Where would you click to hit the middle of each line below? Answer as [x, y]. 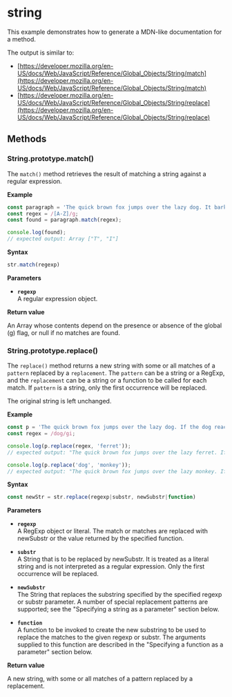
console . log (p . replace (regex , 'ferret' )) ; [69, 446]
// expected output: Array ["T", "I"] [63, 239]
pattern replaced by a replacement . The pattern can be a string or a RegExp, [116, 373]
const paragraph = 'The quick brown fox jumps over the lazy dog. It [109, 207]
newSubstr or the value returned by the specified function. [100, 538]
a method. [22, 39]
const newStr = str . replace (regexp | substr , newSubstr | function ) [101, 497]
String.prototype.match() [51, 159]
